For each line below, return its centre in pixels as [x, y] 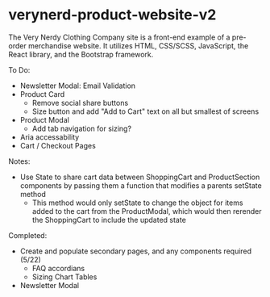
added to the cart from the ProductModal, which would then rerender [147, 211]
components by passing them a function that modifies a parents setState [141, 185]
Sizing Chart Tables [64, 277]
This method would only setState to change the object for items [137, 203]
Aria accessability [50, 137]
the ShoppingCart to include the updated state [109, 220]
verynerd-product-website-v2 [112, 15]
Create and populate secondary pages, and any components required [136, 251]
